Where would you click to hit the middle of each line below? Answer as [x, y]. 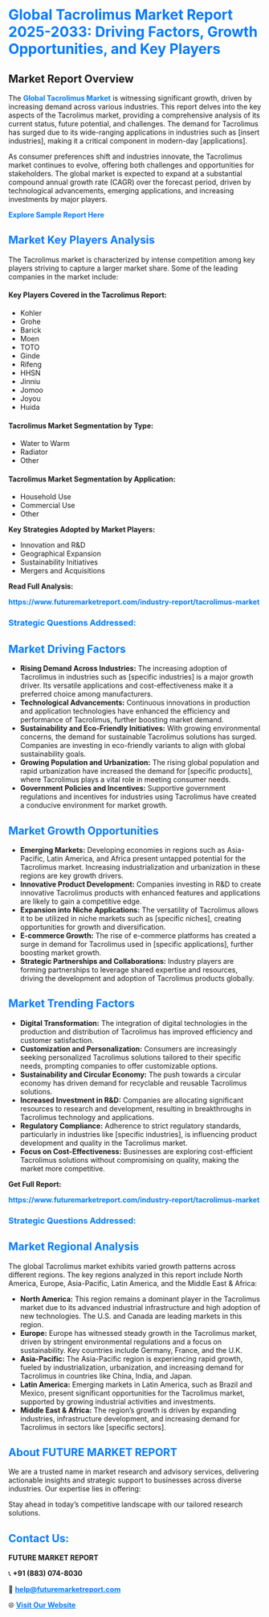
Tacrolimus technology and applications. [87, 1117]
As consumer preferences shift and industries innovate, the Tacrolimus [125, 156]
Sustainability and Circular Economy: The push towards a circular [130, 1074]
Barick [31, 330]
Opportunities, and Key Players [114, 49]
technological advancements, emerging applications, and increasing [121, 190]
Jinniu [30, 382]
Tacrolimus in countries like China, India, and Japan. [106, 1375]
